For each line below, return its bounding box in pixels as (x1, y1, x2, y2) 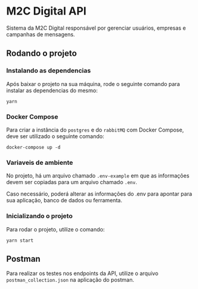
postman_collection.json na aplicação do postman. (6, 276, 135, 284)
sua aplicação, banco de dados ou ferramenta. (6, 197, 123, 204)
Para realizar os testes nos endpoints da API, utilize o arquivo (6, 270, 159, 277)
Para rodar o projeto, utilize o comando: (6, 225, 105, 233)
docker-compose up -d (6, 144, 61, 150)
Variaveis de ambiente (6, 158, 74, 167)
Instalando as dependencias (6, 67, 91, 75)
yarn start (6, 238, 34, 244)
